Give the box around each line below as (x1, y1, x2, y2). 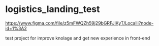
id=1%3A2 (5, 25, 27, 31)
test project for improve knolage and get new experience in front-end (5, 35, 150, 41)
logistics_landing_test (5, 3, 100, 15)
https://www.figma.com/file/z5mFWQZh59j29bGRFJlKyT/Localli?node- (5, 20, 154, 26)
